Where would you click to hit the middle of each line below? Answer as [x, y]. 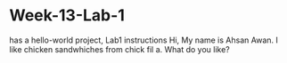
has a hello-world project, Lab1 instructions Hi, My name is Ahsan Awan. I [143, 40]
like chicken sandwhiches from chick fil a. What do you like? [119, 49]
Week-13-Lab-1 [67, 16]
